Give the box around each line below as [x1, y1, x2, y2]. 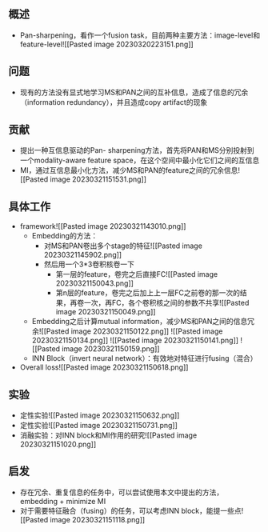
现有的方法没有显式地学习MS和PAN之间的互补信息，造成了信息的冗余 [19, 87, 249, 97]
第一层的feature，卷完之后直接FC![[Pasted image [55, 270, 218, 279]
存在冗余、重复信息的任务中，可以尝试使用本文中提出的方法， [19, 487, 224, 497]
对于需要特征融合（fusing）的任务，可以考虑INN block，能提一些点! [19, 506, 244, 515]
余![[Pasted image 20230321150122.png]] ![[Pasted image [31, 326, 223, 336]
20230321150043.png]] [55, 278, 134, 288]
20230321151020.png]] [19, 439, 97, 450]
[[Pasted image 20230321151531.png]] [19, 174, 146, 184]
